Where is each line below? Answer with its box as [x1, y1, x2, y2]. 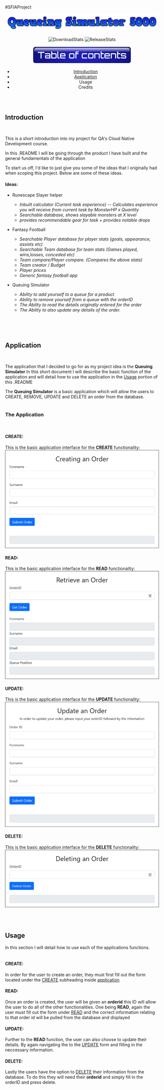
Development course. [5, 141, 48, 147]
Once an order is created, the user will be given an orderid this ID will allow [5, 999, 156, 1004]
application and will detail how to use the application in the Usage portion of [5, 374, 158, 380]
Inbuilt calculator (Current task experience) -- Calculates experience [19, 201, 158, 207]
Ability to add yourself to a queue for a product [19, 291, 115, 297]
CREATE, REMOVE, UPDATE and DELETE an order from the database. [5, 394, 144, 400]
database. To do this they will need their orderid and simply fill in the [5, 1074, 143, 1080]
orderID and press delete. [5, 1079, 57, 1085]
